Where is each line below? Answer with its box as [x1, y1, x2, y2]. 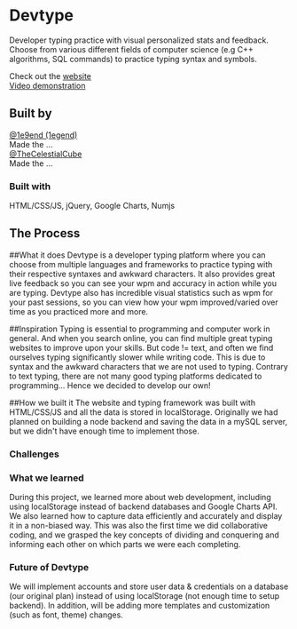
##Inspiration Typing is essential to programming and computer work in [9, 323, 270, 334]
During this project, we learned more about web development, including [9, 492, 272, 503]
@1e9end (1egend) [9, 130, 78, 140]
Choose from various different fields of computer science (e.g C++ [9, 44, 254, 54]
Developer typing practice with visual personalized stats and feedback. [9, 35, 269, 45]
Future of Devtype [9, 561, 90, 573]
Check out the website [9, 70, 91, 81]
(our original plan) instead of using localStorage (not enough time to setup [9, 591, 280, 601]
